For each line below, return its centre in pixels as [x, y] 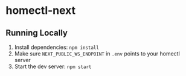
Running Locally [37, 33]
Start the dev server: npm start [53, 66]
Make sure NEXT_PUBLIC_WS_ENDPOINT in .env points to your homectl [97, 54]
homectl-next [41, 11]
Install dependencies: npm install [56, 47]
